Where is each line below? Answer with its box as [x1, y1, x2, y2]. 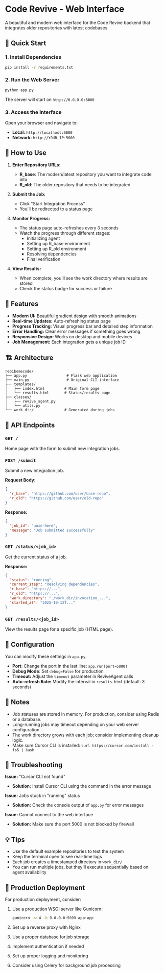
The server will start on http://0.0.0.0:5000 [5, 97, 94, 102]
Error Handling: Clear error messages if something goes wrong [12, 328, 141, 334]
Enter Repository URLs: [12, 162, 61, 168]
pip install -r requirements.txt [5, 65, 73, 70]
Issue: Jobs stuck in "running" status [5, 793, 80, 798]
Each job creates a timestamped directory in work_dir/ [12, 859, 122, 865]
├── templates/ [5, 382, 36, 387]
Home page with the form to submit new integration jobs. [5, 446, 120, 451]
